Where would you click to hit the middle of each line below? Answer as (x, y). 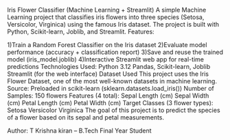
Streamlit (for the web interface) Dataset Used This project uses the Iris (108, 74)
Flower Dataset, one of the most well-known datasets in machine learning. (112, 81)
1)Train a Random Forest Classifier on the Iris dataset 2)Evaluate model (107, 45)
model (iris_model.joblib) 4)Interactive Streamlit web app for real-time (106, 59)
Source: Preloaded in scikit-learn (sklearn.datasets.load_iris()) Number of (111, 88)
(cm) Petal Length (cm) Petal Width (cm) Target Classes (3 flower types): (110, 103)
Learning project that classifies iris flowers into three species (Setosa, (106, 17)
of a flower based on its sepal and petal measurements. (86, 117)
